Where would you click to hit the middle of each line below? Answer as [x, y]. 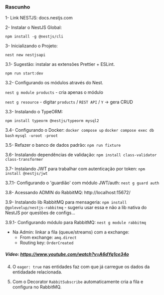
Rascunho [18, 7]
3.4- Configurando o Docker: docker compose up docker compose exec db [80, 130]
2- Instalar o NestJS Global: [34, 27]
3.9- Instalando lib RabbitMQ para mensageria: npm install [66, 202]
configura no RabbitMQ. [37, 287]
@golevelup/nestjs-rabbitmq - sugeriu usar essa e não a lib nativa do [76, 208]
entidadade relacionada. [37, 272]
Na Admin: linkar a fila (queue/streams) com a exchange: [71, 232]
